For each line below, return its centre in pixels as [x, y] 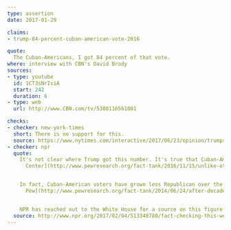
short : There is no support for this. [69, 134]
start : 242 [29, 90]
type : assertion [30, 13]
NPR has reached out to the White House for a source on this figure [121, 209]
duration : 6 [31, 96]
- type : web [24, 103]
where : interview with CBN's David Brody [67, 64]
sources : [20, 70]
